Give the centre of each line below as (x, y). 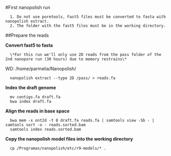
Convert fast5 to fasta (29, 45)
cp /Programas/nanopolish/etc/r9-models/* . (58, 148)
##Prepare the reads (27, 35)
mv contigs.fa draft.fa (35, 97)
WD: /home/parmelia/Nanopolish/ (41, 69)
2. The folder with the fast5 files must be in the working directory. (88, 26)
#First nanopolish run (28, 7)
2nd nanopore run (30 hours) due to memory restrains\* (66, 59)
